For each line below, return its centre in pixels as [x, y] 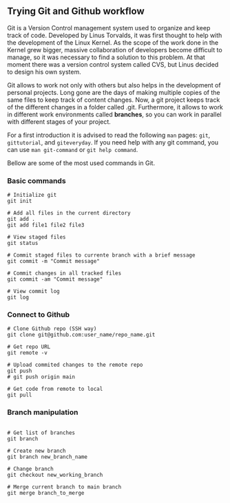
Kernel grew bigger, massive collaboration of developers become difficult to [115, 50]
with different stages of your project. [59, 121]
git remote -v [28, 353]
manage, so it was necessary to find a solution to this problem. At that [106, 57]
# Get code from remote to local [55, 389]
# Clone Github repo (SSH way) [52, 329]
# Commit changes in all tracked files [64, 274]
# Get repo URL [29, 347]
